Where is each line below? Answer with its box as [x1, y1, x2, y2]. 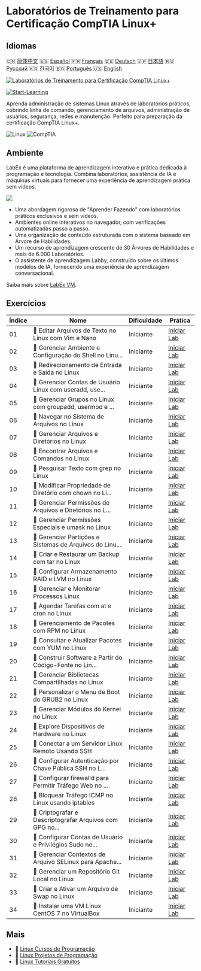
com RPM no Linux [32, 626, 86, 635]
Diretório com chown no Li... [32, 488, 112, 497]
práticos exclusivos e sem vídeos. [14, 212, 99, 219]
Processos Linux [32, 591, 80, 600]
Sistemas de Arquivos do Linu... [32, 540, 121, 548]
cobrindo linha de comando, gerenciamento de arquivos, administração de [6, 107, 190, 113]
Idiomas [6, 41, 37, 51]
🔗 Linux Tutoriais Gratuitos [14, 958, 80, 965]
